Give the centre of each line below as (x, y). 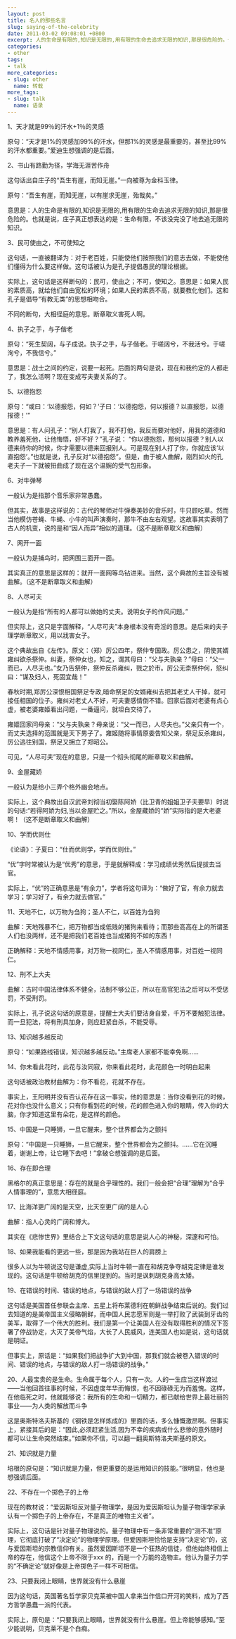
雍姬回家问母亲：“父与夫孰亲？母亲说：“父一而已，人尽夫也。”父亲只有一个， (118, 724)
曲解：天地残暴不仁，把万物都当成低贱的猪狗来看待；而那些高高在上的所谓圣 (118, 926)
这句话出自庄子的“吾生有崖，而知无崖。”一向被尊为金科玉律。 (95, 180)
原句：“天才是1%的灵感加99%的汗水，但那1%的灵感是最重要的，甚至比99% (117, 141)
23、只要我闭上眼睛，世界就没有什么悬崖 (67, 1581)
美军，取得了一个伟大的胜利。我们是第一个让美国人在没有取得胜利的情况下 (115, 1323)
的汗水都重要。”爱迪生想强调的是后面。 (63, 150)
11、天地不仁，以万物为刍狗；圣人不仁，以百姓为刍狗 (84, 911)
